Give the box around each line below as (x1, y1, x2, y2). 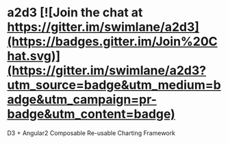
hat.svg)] (7, 48, 61, 64)
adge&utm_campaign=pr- (7, 92, 157, 107)
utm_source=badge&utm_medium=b (7, 77, 221, 93)
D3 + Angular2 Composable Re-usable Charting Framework (7, 128, 176, 137)
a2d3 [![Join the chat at (7, 5, 143, 20)
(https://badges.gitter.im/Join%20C (7, 34, 218, 49)
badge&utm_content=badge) (7, 106, 176, 122)
